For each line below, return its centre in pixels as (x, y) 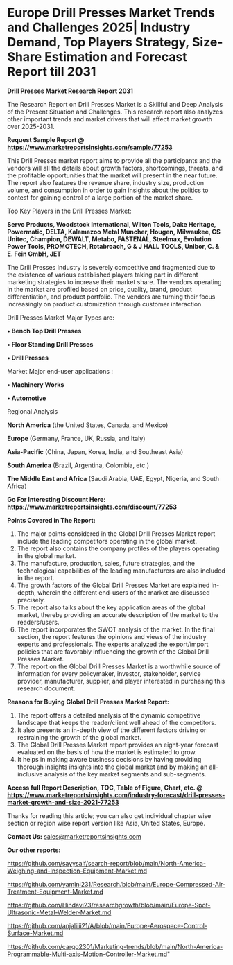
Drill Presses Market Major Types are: (61, 318)
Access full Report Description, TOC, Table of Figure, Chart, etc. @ (105, 788)
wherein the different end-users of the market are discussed (123, 592)
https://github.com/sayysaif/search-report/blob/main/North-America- (107, 863)
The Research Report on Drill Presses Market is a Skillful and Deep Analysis (115, 104)
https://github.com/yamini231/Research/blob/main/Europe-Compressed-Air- (116, 884)
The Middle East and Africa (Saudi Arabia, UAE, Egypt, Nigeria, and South (113, 478)
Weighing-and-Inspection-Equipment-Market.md (77, 871)
